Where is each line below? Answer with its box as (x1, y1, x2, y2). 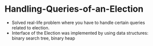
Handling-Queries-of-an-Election (4, 3, 144, 15)
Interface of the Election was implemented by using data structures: (11, 30, 149, 36)
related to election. (11, 24, 50, 30)
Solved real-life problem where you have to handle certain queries (11, 20, 145, 25)
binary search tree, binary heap (11, 35, 75, 41)
